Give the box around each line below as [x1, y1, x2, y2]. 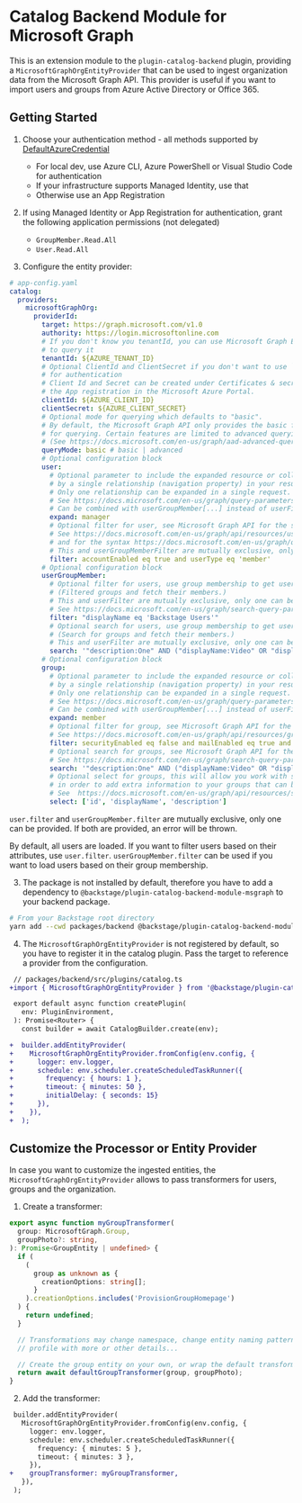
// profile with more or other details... [17, 1344, 179, 1353]
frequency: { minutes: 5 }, [37, 1444, 143, 1453]
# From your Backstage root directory [9, 913, 155, 922]
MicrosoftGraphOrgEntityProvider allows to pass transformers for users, [9, 1174, 277, 1185]
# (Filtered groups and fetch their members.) [49, 588, 227, 598]
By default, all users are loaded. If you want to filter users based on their [9, 840, 277, 851]
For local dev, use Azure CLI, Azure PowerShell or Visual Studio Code [35, 160, 293, 172]
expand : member [49, 714, 106, 723]
